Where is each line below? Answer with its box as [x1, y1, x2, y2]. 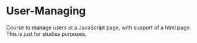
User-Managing [6, 4, 86, 18]
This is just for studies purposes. [6, 30, 87, 37]
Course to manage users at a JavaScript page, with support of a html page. [6, 24, 192, 31]
